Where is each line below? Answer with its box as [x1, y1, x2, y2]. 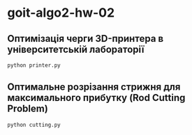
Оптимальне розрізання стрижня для [7, 81, 181, 93]
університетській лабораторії [7, 43, 145, 55]
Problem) [7, 103, 49, 115]
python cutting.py [7, 121, 61, 128]
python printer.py [7, 62, 61, 69]
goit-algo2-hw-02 [7, 5, 115, 21]
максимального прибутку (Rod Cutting [7, 92, 186, 104]
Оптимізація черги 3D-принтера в [7, 33, 164, 45]
